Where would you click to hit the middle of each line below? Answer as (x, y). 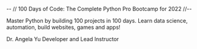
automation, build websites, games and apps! (63, 27)
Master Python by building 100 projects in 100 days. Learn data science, (97, 21)
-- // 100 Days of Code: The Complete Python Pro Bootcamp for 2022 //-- (99, 9)
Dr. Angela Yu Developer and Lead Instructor (63, 39)
